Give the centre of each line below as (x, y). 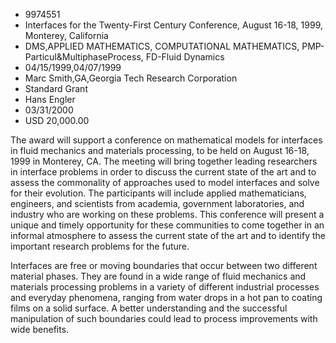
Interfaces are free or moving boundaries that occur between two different (164, 265)
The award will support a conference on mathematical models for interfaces (166, 140)
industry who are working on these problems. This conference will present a (167, 214)
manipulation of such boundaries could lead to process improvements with (164, 318)
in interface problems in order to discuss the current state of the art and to (163, 172)
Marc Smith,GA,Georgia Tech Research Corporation (131, 78)
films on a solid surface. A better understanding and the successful (149, 308)
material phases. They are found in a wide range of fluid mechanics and (158, 276)
